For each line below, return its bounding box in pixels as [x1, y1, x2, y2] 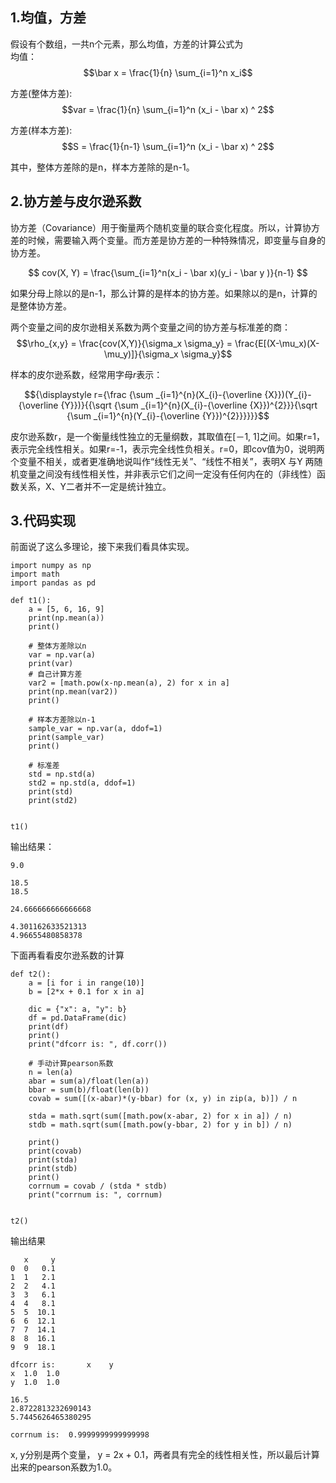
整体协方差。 [18, 299, 72, 312]
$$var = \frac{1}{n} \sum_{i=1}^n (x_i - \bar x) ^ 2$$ [61, 103, 275, 115]
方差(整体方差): [10, 87, 73, 99]
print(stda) [28, 1155, 78, 1165]
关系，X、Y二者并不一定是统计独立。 [18, 480, 172, 492]
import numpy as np [10, 561, 92, 571]
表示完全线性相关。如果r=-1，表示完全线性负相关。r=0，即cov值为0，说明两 [10, 443, 325, 455]
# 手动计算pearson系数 [28, 1059, 114, 1069]
